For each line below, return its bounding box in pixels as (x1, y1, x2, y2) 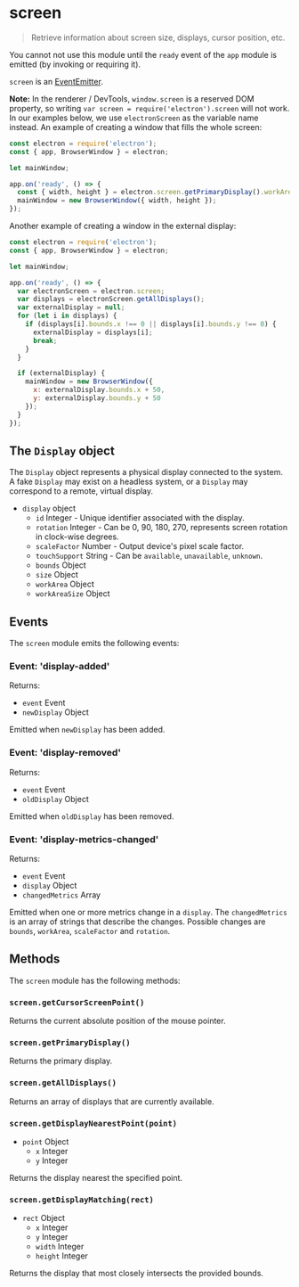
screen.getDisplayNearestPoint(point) (9, 1118, 178, 1128)
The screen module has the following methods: (9, 975, 181, 986)
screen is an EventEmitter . (9, 76, 104, 86)
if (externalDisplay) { (17, 369, 105, 378)
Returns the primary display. (9, 1055, 113, 1067)
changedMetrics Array (21, 889, 101, 900)
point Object (21, 1136, 69, 1147)
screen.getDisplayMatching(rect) (9, 1195, 154, 1205)
